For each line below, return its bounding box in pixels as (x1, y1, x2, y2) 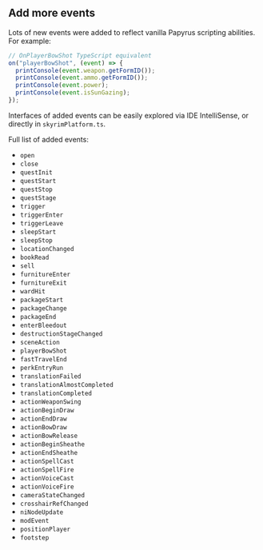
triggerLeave (19, 219, 64, 227)
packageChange (19, 304, 67, 313)
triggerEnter (19, 211, 64, 219)
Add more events (8, 6, 96, 20)
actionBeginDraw (19, 406, 74, 414)
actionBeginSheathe (19, 440, 86, 448)
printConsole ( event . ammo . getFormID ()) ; (15, 74, 149, 82)
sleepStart (19, 228, 57, 236)
